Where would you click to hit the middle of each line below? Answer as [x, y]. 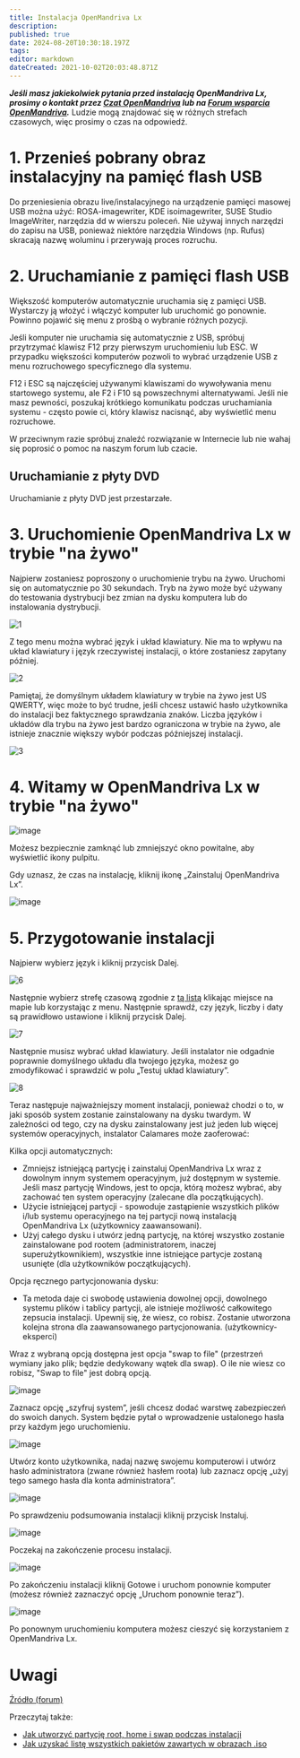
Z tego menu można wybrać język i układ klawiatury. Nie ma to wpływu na [146, 641]
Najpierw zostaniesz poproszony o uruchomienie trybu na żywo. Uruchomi [147, 578]
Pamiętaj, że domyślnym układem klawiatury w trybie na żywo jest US [138, 695]
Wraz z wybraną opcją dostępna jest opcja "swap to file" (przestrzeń [137, 1354]
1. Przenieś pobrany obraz [108, 158]
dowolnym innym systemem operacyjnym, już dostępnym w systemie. [151, 1178]
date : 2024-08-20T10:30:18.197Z [69, 43]
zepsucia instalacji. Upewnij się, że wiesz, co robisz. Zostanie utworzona [156, 1318]
